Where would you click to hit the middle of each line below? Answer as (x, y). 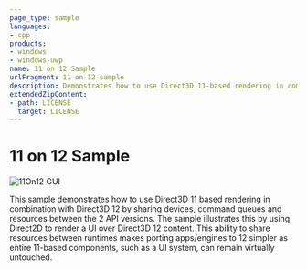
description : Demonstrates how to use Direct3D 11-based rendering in (147, 86)
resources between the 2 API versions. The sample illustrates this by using (150, 219)
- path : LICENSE (40, 103)
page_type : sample (44, 18)
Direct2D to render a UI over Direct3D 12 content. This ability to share (140, 228)
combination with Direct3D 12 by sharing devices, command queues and (146, 209)
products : (28, 43)
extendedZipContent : (49, 94)
